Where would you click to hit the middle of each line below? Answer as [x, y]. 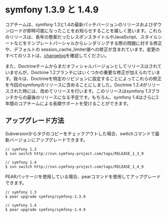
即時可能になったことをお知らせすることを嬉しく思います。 [88, 30]
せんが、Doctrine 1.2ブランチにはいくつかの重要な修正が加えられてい [85, 72]
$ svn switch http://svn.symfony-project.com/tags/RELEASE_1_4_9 [74, 167]
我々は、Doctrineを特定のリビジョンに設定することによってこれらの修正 [87, 78]
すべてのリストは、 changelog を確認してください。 [57, 55]
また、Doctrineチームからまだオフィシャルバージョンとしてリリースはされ [81, 66]
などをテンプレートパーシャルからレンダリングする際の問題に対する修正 [88, 43]
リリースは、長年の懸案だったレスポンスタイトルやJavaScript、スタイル [83, 37]
